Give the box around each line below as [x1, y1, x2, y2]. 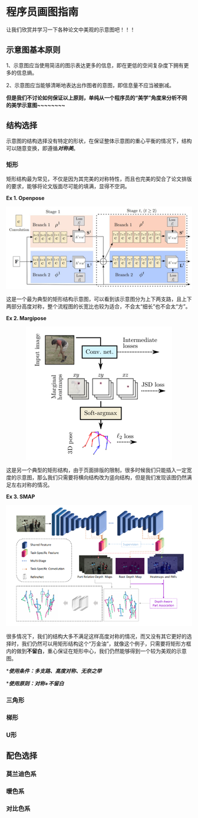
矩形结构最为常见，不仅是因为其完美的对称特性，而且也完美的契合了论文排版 [6, 175, 192, 182]
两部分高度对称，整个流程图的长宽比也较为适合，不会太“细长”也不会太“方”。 [6, 303, 191, 310]
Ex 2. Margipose [6, 315, 47, 322]
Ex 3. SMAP [6, 493, 35, 500]
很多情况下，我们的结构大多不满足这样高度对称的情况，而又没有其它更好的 [6, 633, 187, 640]
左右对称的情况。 [11, 481, 53, 488]
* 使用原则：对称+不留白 [6, 680, 64, 687]
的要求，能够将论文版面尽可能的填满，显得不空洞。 [6, 182, 130, 189]
